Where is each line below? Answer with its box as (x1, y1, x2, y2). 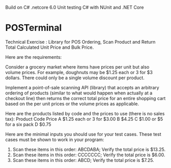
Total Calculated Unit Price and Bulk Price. (5, 44, 94, 50)
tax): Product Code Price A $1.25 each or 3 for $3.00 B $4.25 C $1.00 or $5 (5, 116, 163, 122)
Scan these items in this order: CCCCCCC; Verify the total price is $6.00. (12, 152, 165, 158)
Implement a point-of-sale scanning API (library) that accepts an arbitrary (5, 84, 159, 90)
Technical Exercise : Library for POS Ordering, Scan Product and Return (5, 39, 156, 45)
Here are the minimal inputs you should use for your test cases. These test (5, 131, 161, 137)
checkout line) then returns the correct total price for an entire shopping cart (5, 95, 166, 101)
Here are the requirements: (5, 54, 62, 60)
